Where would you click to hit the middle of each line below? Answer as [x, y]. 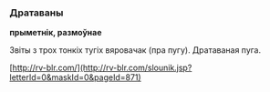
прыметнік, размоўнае [56, 33]
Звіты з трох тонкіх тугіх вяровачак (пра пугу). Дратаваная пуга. [135, 50]
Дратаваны [36, 13]
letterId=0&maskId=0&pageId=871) [75, 77]
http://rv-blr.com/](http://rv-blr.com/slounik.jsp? [102, 68]
